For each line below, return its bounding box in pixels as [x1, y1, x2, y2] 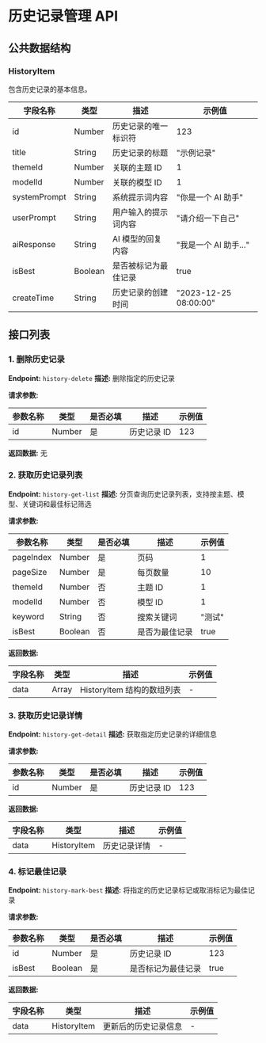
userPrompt [12, 211, 57, 223]
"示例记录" [176, 147, 216, 158]
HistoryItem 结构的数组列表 [80, 684, 181, 695]
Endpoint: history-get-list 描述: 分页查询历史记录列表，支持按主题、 [8, 489, 237, 499]
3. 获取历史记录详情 [8, 710, 83, 721]
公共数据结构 [8, 41, 71, 55]
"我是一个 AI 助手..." [176, 239, 250, 250]
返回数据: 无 [8, 448, 47, 458]
